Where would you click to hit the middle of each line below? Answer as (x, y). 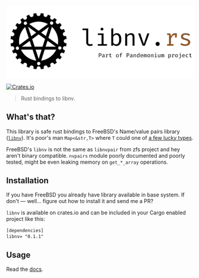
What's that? (31, 117)
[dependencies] (25, 231)
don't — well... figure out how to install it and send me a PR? (80, 201)
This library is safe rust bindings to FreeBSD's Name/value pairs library (93, 131)
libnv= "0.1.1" (25, 237)
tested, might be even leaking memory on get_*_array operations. (87, 162)
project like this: (26, 219)
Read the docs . (25, 269)
